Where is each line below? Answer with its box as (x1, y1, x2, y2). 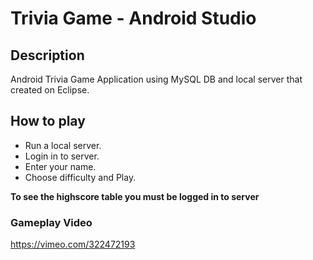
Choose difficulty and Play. (24, 171, 137, 183)
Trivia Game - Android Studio (10, 7, 257, 30)
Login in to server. (24, 150, 100, 162)
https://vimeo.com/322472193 (10, 238, 136, 251)
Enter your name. (24, 160, 97, 172)
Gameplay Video (10, 215, 93, 229)
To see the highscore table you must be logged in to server (10, 190, 260, 202)
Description (10, 47, 85, 64)
